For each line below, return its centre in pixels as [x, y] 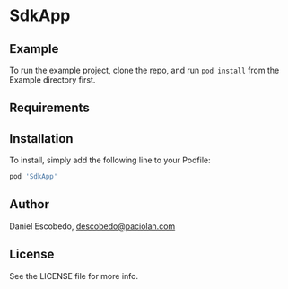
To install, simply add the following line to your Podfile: [110, 160]
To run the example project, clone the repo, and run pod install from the [144, 70]
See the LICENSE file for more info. [74, 276]
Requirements [49, 108]
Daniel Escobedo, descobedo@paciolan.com [92, 226]
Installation [41, 139]
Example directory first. [52, 80]
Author [29, 204]
